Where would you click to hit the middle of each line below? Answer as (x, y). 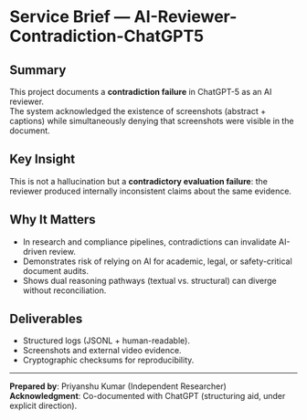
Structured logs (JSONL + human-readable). (106, 341)
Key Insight (42, 159)
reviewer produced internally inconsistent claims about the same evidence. (151, 191)
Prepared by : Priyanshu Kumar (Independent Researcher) (118, 386)
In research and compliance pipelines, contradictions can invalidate (149, 241)
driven (35, 251)
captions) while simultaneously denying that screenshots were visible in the (152, 121)
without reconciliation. (64, 290)
